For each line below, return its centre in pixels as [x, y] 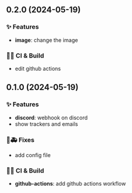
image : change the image [46, 40]
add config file [33, 155]
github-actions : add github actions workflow [70, 184]
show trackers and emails [46, 124]
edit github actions [38, 68]
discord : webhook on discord [51, 117]
